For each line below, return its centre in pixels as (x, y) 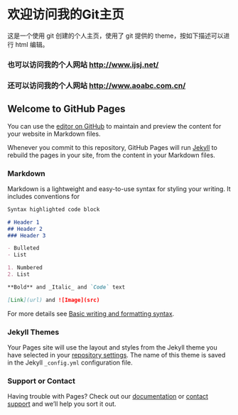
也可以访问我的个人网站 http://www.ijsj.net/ (83, 65)
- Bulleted (23, 248)
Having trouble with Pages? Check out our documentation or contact (108, 397)
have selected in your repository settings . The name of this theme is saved (117, 355)
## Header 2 (25, 229)
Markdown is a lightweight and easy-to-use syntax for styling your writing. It (119, 188)
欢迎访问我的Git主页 (66, 15)
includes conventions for (44, 196)
